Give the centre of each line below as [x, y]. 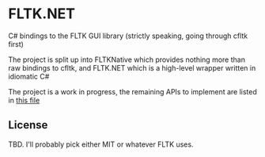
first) [16, 44]
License [28, 125]
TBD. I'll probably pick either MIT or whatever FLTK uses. [101, 144]
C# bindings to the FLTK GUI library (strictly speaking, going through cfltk [128, 36]
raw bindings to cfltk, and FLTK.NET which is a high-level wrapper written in [132, 67]
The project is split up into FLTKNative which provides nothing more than [127, 59]
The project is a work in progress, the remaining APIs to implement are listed [132, 91]
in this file [24, 100]
